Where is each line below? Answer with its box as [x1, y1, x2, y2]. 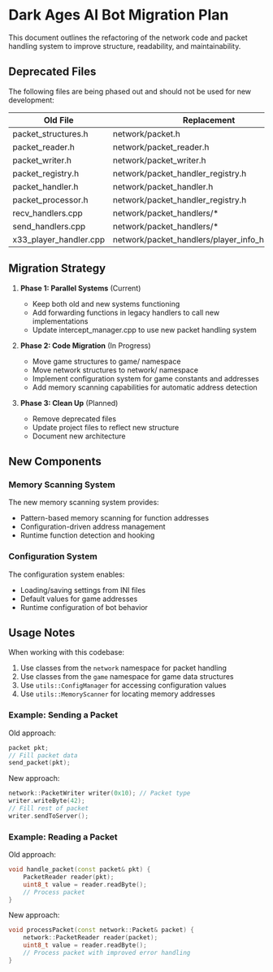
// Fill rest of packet [8, 804, 89, 813]
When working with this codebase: [8, 647, 124, 657]
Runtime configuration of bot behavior [19, 602, 149, 612]
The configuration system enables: [8, 569, 125, 579]
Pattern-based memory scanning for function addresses [19, 513, 210, 523]
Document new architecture [32, 431, 126, 441]
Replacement [182, 114, 236, 125]
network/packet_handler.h [112, 181, 214, 192]
